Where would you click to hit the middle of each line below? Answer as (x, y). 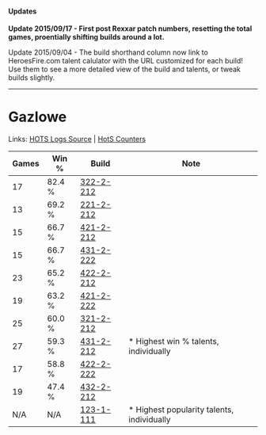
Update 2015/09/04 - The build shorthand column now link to (108, 52)
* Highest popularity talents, (181, 410)
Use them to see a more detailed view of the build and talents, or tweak (125, 69)
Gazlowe (38, 117)
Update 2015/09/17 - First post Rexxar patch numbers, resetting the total (130, 29)
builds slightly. (32, 78)
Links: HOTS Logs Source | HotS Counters (77, 139)
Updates (23, 11)
